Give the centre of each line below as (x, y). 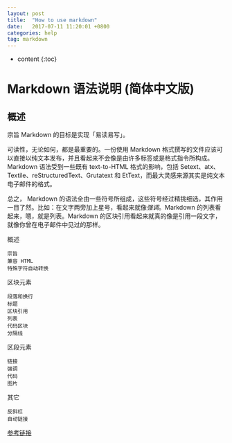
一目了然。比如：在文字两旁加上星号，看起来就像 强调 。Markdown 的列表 (111, 208)
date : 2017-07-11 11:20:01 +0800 (59, 26)
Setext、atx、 (199, 167)
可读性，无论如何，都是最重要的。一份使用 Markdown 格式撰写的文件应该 (112, 150)
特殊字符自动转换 (28, 269)
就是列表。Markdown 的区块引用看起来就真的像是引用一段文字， (129, 216)
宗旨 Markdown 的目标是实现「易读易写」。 (68, 135)
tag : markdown (28, 39)
